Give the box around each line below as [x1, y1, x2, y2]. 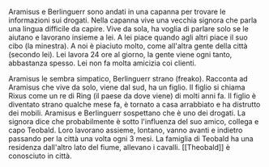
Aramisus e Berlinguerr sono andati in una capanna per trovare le [8, 7, 226, 16]
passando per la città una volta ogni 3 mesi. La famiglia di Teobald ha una [8, 134, 254, 144]
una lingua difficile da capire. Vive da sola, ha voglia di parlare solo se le [8, 24, 249, 33]
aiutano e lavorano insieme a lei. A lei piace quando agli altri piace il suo [8, 32, 249, 42]
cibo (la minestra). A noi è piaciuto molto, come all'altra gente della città [8, 41, 248, 51]
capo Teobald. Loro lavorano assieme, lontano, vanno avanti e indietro [8, 125, 243, 135]
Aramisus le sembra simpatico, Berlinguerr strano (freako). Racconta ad [8, 74, 249, 83]
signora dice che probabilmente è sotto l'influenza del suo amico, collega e [8, 117, 259, 126]
